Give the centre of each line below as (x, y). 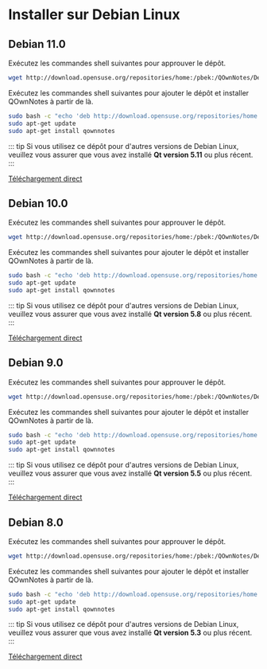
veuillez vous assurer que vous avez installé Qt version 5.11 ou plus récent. (131, 155)
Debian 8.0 (36, 522)
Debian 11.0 (37, 44)
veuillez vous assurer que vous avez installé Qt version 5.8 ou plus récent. (130, 314)
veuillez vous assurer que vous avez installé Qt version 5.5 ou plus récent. (130, 473)
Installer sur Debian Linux (94, 15)
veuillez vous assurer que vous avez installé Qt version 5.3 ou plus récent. (130, 633)
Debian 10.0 (39, 203)
